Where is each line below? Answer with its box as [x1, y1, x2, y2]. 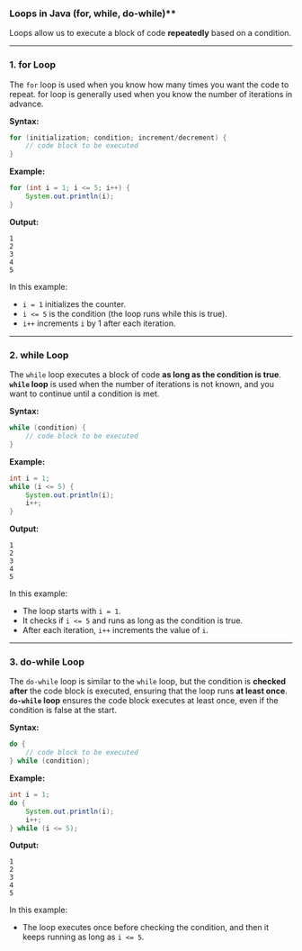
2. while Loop [9, 349, 69, 361]
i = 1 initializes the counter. [22, 298, 127, 309]
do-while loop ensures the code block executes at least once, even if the [9, 695, 279, 706]
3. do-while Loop [9, 656, 85, 668]
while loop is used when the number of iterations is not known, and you [9, 379, 274, 390]
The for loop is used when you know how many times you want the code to [9, 79, 289, 90]
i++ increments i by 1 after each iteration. [22, 318, 176, 329]
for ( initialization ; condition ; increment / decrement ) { [9, 133, 227, 142]
